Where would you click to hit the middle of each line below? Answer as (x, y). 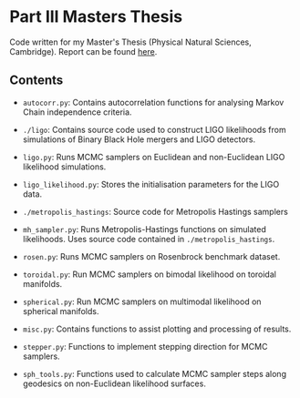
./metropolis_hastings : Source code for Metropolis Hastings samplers (155, 211)
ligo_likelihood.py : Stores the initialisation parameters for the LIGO (151, 184)
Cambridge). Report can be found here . (83, 51)
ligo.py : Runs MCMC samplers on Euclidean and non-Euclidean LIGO (154, 157)
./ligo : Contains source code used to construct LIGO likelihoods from (154, 129)
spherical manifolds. (61, 311)
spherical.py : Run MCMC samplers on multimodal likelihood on (142, 301)
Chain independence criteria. (77, 112)
